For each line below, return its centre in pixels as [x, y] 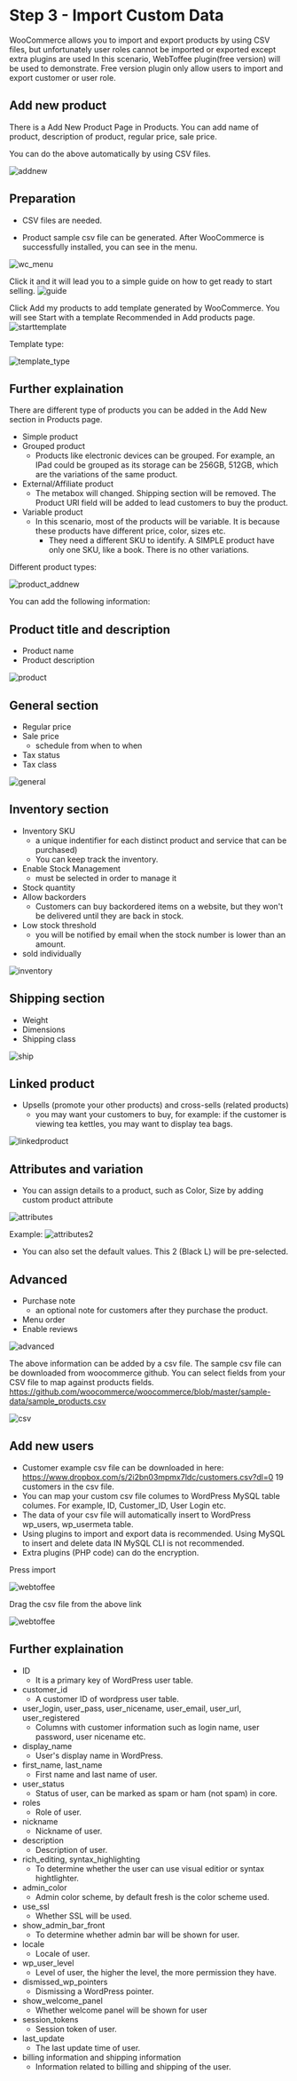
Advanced [39, 1279]
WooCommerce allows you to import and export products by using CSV [140, 40]
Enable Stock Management [71, 868]
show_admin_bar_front [63, 1925]
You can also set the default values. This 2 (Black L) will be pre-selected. [155, 1251]
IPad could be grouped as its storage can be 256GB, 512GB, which [157, 465]
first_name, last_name [62, 1765]
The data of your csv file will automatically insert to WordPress [136, 1515]
